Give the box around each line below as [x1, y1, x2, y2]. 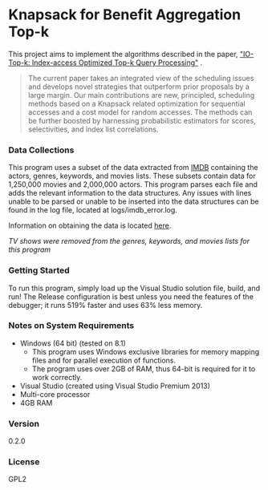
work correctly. [31, 372, 83, 382]
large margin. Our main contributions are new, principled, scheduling [27, 90, 255, 99]
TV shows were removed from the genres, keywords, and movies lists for [8, 237, 250, 246]
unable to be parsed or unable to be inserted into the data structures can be [8, 196, 259, 206]
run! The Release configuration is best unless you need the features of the [8, 291, 254, 302]
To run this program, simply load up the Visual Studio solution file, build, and [8, 283, 261, 293]
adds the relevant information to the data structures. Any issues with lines [8, 188, 252, 198]
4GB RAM [19, 398, 53, 407]
